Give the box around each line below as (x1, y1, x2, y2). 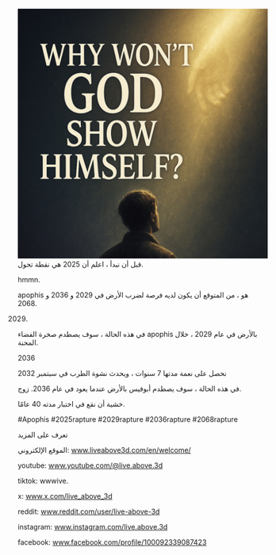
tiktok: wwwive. (17, 477, 69, 485)
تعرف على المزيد (17, 430, 68, 439)
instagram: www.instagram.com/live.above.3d (17, 522, 168, 531)
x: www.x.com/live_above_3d (17, 492, 113, 500)
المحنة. (17, 338, 39, 347)
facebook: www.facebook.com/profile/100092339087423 (17, 538, 207, 547)
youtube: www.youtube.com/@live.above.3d (17, 461, 163, 470)
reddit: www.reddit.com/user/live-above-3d (17, 507, 160, 516)
